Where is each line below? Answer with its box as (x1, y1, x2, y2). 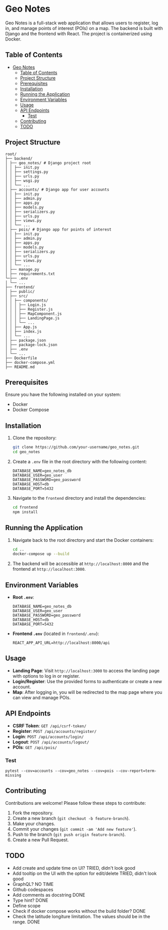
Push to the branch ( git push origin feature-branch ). (12, 831, 126, 837)
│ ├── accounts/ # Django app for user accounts (5, 187, 109, 192)
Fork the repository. (12, 809, 54, 816)
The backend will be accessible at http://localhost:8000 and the (12, 561, 149, 567)
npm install (12, 509, 38, 514)
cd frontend (12, 505, 38, 510)
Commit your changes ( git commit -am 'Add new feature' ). (12, 826, 137, 832)
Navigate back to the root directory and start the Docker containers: (12, 537, 154, 543)
